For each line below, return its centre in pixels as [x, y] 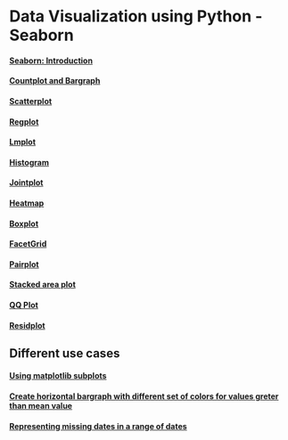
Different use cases [65, 353]
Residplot [28, 325]
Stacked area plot [42, 285]
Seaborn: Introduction [51, 61]
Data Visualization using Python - [136, 16]
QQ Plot [24, 305]
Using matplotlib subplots [58, 376]
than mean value [41, 406]
